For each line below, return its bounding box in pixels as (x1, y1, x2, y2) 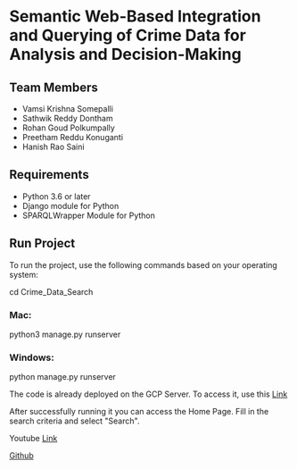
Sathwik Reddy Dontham (21, 113, 113, 123)
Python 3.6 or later (21, 190, 91, 202)
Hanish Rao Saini (21, 141, 85, 152)
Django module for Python (21, 200, 120, 211)
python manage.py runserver (9, 372, 116, 382)
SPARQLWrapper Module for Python (21, 210, 156, 221)
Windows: (9, 351, 55, 364)
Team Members (9, 80, 98, 95)
